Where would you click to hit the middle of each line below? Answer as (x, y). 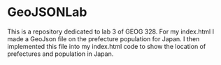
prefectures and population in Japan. (60, 54)
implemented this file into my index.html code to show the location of (107, 46)
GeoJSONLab (47, 12)
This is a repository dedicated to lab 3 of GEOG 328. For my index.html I (111, 31)
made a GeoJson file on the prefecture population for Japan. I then (104, 38)
